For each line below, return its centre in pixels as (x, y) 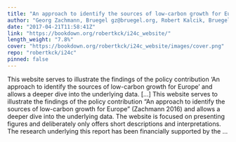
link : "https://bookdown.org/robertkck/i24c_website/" (89, 33)
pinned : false (28, 59)
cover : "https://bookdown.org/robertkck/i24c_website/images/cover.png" (116, 46)
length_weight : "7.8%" (40, 40)
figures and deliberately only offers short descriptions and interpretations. (114, 124)
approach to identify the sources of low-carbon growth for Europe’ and (110, 86)
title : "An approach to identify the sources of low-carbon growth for (114, 14)
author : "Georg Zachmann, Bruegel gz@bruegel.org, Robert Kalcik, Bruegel (119, 20)
